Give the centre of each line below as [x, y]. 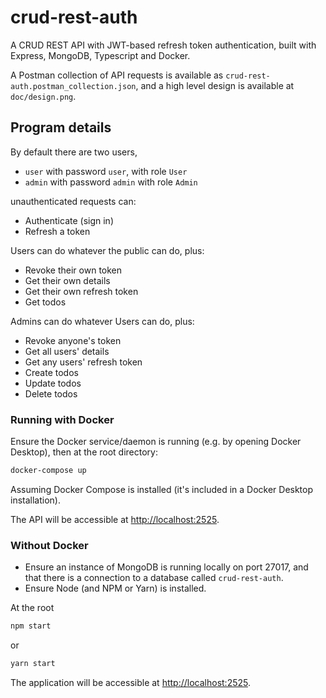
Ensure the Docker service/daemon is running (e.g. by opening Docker [156, 442]
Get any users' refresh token [83, 362]
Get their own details [67, 280]
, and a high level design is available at [215, 85]
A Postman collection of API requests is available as [117, 75]
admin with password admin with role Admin [111, 182]
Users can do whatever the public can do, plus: [107, 250]
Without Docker [49, 545]
